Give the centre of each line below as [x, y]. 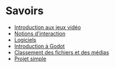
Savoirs [25, 11]
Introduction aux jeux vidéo [47, 27]
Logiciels [25, 40]
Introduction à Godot [39, 46]
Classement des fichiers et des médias [61, 52]
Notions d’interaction [40, 33]
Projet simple [30, 59]
